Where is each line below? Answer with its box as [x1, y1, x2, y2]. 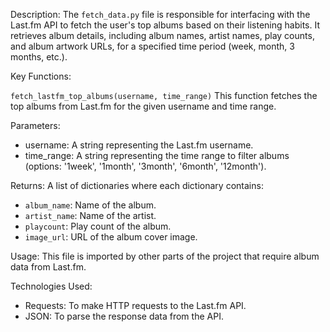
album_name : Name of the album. [24, 199, 157, 211]
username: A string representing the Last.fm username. [24, 139, 254, 151]
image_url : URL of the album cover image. [24, 231, 198, 243]
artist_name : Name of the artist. [24, 210, 157, 221]
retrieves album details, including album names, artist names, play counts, [10, 30, 315, 41]
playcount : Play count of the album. [24, 220, 172, 232]
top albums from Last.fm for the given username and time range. [10, 100, 277, 112]
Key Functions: [10, 70, 72, 82]
